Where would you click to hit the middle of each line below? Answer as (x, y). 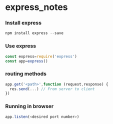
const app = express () (27, 61)
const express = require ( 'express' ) (41, 56)
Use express (21, 46)
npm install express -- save (34, 33)
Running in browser (29, 106)
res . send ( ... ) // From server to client (52, 89)
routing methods (26, 74)
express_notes (36, 7)
